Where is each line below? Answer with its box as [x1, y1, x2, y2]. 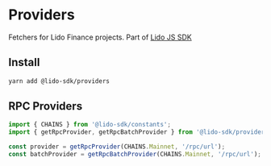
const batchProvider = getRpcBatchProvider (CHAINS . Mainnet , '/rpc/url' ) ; [8, 151, 262, 159]
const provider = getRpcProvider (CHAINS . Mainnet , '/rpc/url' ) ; [8, 143, 226, 151]
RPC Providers [8, 99, 83, 114]
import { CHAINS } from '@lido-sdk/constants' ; [8, 121, 172, 129]
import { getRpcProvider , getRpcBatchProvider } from [8, 128, 194, 136]
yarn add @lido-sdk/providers [8, 77, 110, 85]
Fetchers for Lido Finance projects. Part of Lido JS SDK [8, 32, 192, 42]
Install [8, 56, 40, 69]
